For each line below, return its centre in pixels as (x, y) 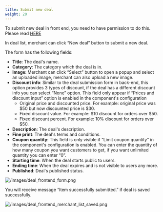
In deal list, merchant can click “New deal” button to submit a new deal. (77, 42)
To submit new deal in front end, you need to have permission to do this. (78, 28)
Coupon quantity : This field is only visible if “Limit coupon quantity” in (83, 139)
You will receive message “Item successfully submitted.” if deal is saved (78, 190)
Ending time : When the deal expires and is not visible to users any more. (85, 165)
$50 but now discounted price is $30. (57, 108)
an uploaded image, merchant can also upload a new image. (73, 77)
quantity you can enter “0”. (39, 155)
